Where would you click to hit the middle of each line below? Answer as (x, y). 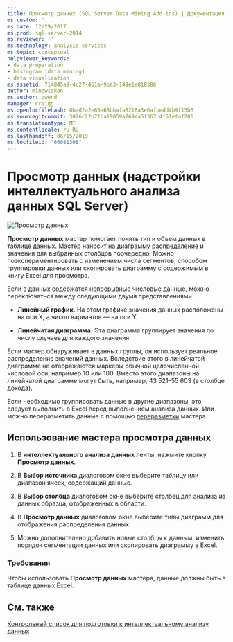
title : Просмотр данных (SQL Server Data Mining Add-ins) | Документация (116, 14)
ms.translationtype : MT (42, 123)
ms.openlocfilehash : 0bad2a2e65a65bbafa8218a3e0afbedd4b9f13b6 (101, 110)
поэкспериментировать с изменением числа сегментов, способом (107, 261)
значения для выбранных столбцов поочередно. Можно (91, 253)
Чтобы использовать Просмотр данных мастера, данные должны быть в (116, 578)
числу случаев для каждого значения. (74, 338)
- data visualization (38, 78)
